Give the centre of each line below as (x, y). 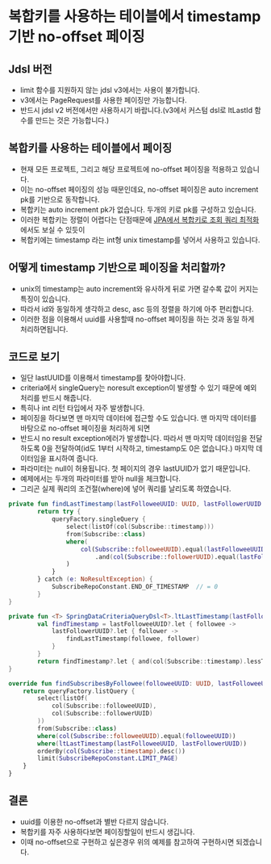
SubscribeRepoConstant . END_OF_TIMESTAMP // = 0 (135, 587)
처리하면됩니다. (44, 329)
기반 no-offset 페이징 (77, 37)
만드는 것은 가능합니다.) (72, 120)
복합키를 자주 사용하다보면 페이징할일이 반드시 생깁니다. (107, 832)
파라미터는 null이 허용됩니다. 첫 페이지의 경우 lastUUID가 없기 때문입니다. (135, 468)
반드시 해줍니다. (67, 398)
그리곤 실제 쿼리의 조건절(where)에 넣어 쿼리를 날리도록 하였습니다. (125, 489)
